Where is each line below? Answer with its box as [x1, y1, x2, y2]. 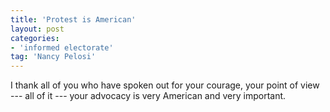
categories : [10, 33, 60, 43]
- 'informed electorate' [10, 42, 114, 53]
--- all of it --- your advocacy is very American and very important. [10, 90, 287, 102]
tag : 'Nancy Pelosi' [10, 52, 97, 62]
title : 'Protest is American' [10, 14, 137, 25]
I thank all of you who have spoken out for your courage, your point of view [10, 79, 320, 91]
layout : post [10, 24, 65, 34]
